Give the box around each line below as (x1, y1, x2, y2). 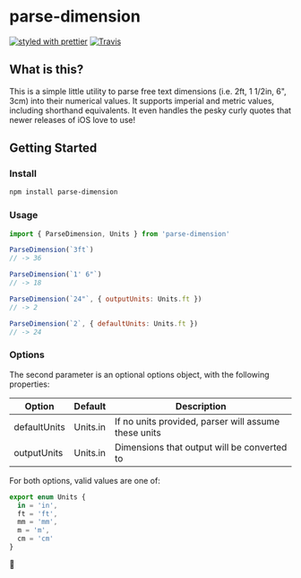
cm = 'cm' (17, 534, 54, 544)
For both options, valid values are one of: (9, 475, 161, 486)
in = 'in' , (17, 501, 58, 510)
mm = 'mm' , (17, 518, 58, 527)
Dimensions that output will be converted (115, 441, 288, 453)
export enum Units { (9, 492, 87, 502)
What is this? (9, 62, 84, 77)
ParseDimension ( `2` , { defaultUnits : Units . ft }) (9, 319, 199, 328)
